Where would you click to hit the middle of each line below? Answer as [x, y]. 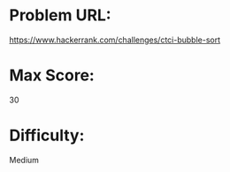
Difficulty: [47, 135]
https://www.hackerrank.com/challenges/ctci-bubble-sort [115, 40]
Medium [24, 160]
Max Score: [52, 75]
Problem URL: [61, 15]
